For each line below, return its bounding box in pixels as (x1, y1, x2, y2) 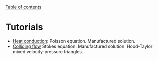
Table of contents (5, 4, 42, 10)
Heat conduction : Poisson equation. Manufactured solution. (12, 38, 136, 44)
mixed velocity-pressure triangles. (12, 48, 84, 54)
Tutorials (5, 22, 43, 33)
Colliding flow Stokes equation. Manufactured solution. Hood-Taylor (12, 43, 153, 49)
